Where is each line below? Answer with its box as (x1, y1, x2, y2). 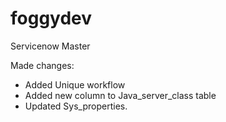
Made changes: (10, 59, 75, 71)
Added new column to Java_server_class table (24, 89, 217, 101)
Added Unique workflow (24, 78, 126, 91)
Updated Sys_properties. (24, 100, 128, 112)
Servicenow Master (10, 40, 91, 52)
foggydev (10, 7, 93, 30)
